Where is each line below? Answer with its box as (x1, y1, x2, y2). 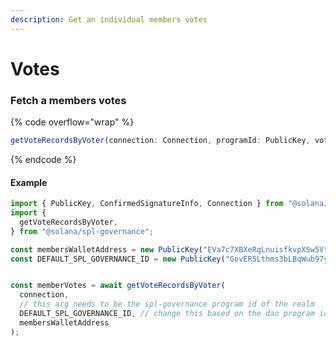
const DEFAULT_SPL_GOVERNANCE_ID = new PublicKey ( (10, 254, 226, 264)
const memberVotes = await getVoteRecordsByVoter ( (10, 281, 226, 291)
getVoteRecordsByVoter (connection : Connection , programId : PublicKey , (10, 136, 311, 146)
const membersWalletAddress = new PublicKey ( (10, 244, 203, 255)
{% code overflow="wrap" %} (10, 116, 135, 128)
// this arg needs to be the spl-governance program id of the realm (19, 299, 315, 310)
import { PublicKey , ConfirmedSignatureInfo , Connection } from (10, 199, 284, 209)
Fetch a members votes (10, 93, 127, 107)
